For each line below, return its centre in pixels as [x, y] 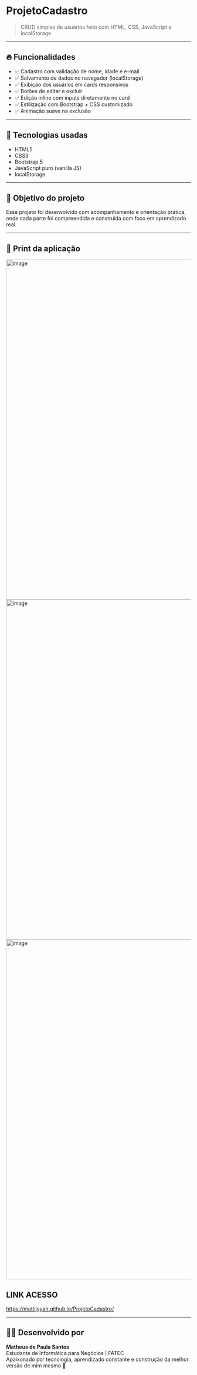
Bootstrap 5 [29, 162]
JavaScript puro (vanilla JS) [48, 168]
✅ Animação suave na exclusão [52, 111]
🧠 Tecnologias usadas [47, 135]
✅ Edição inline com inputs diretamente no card [72, 97]
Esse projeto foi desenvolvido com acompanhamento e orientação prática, [96, 212]
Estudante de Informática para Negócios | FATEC [65, 1353]
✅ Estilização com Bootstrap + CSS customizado [74, 104]
